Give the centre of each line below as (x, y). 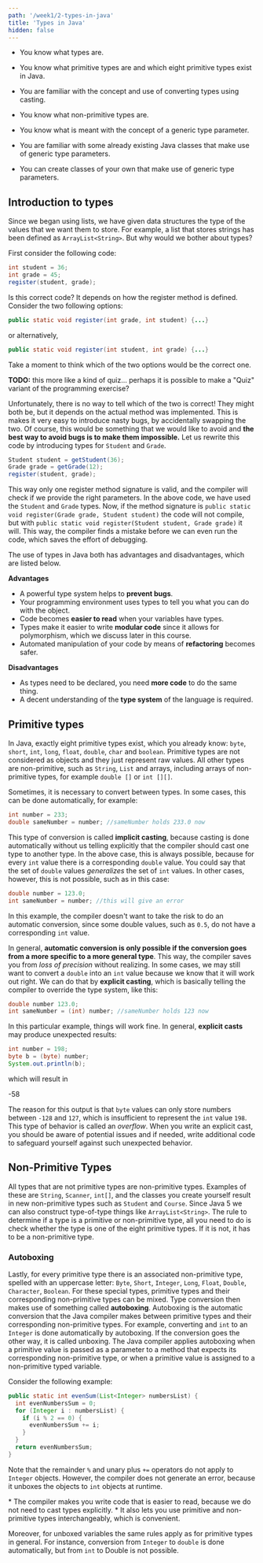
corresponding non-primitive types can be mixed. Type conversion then (124, 1299)
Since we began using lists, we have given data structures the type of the (127, 221)
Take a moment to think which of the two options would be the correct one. (130, 365)
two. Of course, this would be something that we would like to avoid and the (131, 428)
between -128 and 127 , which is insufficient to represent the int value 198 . (128, 1117)
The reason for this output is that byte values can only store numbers (120, 1109)
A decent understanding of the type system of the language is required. (136, 700)
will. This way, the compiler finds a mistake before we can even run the (123, 531)
